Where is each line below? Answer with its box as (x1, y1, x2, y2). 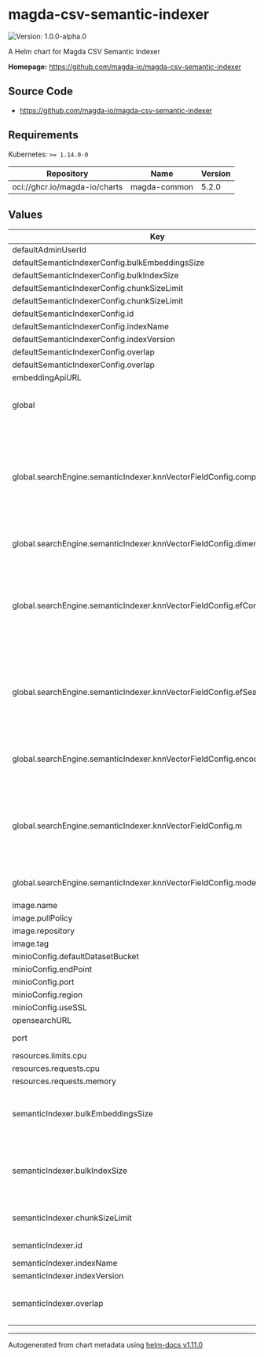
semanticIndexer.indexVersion (12, 1271, 124, 1282)
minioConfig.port (12, 976, 75, 987)
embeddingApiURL (12, 372, 82, 383)
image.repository (12, 925, 75, 936)
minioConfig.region (12, 989, 83, 1000)
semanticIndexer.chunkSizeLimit (12, 1212, 132, 1223)
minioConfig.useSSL (12, 1002, 88, 1013)
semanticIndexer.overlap (12, 1298, 104, 1309)
